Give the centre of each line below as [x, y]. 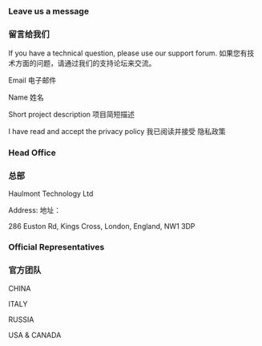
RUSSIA [21, 320]
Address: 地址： [35, 210]
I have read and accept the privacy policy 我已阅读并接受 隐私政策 [117, 132]
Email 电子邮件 [32, 80]
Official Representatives [56, 247]
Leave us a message [49, 11]
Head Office [32, 153]
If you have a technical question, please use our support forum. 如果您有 [128, 53]
